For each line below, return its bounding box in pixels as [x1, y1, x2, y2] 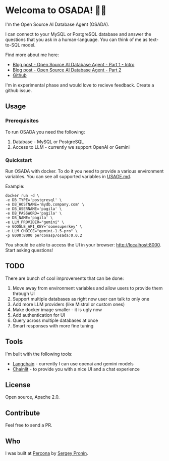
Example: [5, 183, 25, 189]
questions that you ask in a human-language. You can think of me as [5, 36, 148, 43]
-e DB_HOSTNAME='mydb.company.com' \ [5, 202, 85, 207]
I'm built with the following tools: [5, 351, 73, 357]
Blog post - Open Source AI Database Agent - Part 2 [12, 67, 122, 73]
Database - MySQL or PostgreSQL [12, 139, 84, 145]
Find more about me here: [5, 52, 59, 58]
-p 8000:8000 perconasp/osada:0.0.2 [5, 233, 82, 238]
